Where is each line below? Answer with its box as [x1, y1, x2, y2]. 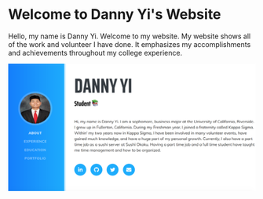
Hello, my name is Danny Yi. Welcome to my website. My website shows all [8, 31, 251, 41]
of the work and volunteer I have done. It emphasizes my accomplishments [8, 39, 251, 49]
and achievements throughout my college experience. [8, 48, 183, 57]
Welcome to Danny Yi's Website [8, 5, 221, 24]
